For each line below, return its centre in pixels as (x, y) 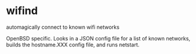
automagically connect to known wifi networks (63, 27)
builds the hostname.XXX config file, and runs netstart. (73, 45)
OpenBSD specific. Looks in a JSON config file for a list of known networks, (98, 38)
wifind (22, 11)
